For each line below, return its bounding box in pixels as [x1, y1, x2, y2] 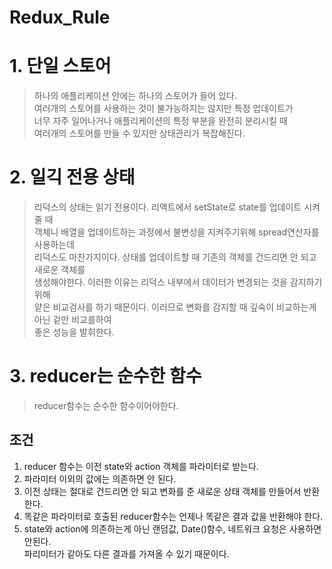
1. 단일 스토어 [9, 55, 112, 78]
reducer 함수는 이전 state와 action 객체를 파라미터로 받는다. [23, 460, 259, 472]
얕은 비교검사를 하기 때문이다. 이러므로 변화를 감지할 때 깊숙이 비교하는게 [33, 301, 317, 313]
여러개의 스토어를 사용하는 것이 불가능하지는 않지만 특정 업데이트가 [33, 102, 294, 115]
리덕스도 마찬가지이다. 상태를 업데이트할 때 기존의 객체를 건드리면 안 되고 [33, 251, 317, 263]
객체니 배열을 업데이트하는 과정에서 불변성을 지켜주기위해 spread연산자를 [33, 226, 320, 238]
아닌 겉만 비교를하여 [33, 314, 112, 326]
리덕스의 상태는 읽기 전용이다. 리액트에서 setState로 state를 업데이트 [33, 201, 302, 213]
